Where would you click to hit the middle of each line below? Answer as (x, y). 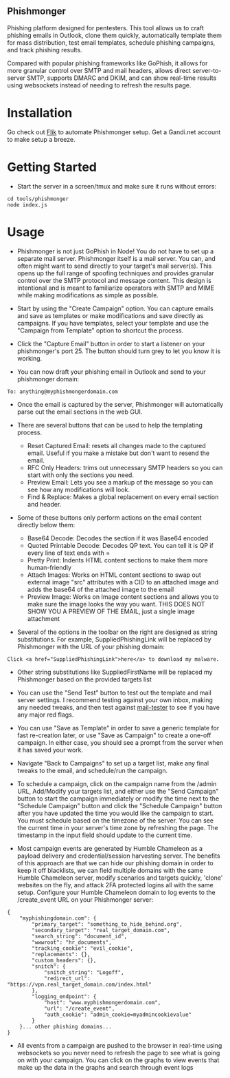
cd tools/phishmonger (38, 199)
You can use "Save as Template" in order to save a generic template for (118, 728)
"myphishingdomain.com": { (58, 918)
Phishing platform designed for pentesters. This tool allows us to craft (105, 28)
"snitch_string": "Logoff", (84, 972)
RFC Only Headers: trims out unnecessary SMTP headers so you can (125, 467)
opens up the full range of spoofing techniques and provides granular (115, 273)
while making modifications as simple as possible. (88, 295)
